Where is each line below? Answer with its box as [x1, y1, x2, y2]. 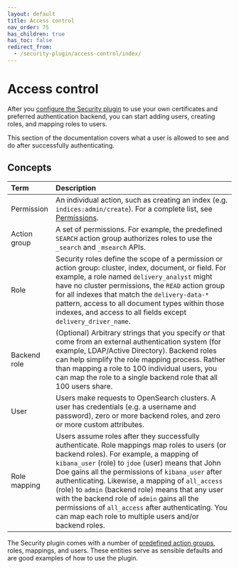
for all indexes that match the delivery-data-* [55, 289, 209, 299]
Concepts [7, 162, 52, 174]
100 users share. [55, 381, 113, 391]
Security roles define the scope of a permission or [55, 254, 223, 264]
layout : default [7, 10, 55, 18]
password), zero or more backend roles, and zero [55, 411, 221, 421]
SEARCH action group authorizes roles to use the [55, 233, 213, 243]
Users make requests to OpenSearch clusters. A [55, 393, 216, 403]
